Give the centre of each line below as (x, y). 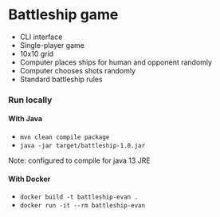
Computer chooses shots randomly (78, 70)
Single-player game (52, 45)
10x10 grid (37, 53)
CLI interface (41, 37)
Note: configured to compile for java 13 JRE (79, 160)
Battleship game (63, 15)
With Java (25, 119)
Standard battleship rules (61, 79)
